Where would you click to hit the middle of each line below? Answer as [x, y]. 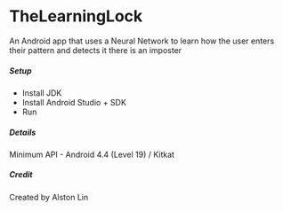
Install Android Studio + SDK [74, 102]
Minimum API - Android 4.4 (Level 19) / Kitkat [92, 154]
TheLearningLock [76, 16]
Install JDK [42, 93]
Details [23, 132]
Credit [21, 175]
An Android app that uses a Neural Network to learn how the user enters [142, 41]
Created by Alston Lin [49, 197]
